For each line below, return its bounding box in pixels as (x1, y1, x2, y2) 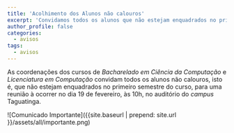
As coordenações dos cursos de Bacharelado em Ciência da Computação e (7, 67, 227, 76)
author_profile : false (7, 23, 73, 30)
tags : (7, 42, 23, 49)
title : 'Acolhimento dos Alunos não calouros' (7, 10, 145, 17)
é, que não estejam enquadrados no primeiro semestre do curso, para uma (7, 82, 222, 91)
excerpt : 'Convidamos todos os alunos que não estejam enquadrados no (7, 17, 217, 24)
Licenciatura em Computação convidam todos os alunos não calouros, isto (7, 75, 223, 83)
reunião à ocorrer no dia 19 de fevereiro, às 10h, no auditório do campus (7, 89, 214, 98)
